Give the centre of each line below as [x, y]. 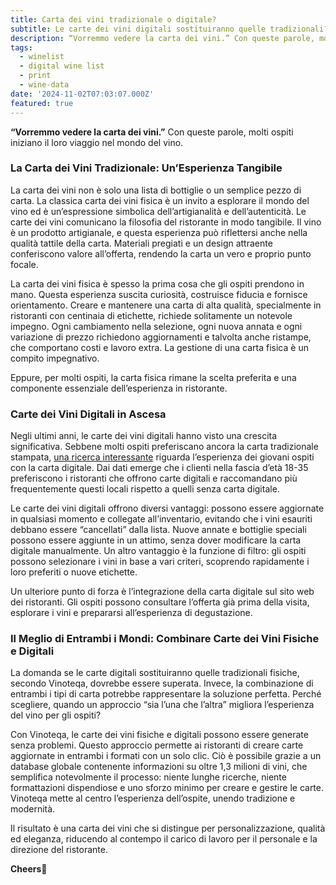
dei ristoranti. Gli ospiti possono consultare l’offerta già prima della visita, [160, 602]
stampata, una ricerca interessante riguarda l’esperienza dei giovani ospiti [162, 457]
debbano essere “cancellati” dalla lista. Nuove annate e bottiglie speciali [158, 530]
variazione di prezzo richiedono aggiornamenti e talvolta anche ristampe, [161, 337]
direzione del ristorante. [59, 850]
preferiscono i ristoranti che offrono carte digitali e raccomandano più [154, 478]
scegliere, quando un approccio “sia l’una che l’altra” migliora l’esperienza [162, 705]
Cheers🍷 [29, 869]
